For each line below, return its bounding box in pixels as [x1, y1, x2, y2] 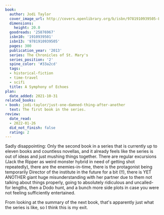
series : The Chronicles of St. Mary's [9, 52, 89, 58]
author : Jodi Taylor [9, 12, 51, 17]
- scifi [9, 80, 25, 85]
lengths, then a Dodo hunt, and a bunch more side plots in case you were [12, 185, 159, 191]
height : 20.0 [14, 25, 41, 30]
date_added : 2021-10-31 [9, 93, 58, 98]
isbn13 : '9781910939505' [9, 39, 60, 44]
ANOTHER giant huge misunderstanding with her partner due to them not [5, 174, 152, 180]
